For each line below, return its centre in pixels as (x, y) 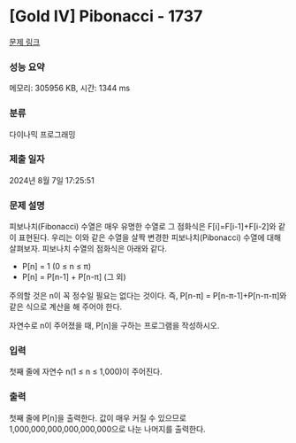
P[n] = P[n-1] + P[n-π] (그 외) (74, 277)
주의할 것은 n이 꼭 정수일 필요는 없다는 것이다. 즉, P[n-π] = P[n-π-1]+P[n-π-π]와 (148, 296)
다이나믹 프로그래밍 (42, 134)
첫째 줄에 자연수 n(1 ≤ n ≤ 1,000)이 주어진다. (86, 372)
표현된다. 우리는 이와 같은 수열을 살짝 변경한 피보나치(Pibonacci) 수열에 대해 (149, 237)
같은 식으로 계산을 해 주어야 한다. (66, 307)
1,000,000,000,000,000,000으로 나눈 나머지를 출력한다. (107, 429)
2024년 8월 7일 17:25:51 (52, 180)
